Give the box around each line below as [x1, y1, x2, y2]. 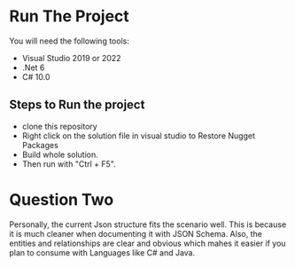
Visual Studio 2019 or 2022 [21, 52, 121, 63]
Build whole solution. [21, 149, 99, 160]
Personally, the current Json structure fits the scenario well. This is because [9, 219, 287, 230]
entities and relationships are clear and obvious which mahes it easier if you [9, 238, 286, 248]
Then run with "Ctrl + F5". [21, 158, 117, 169]
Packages [21, 139, 59, 150]
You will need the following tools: [9, 35, 130, 46]
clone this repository [21, 121, 97, 131]
